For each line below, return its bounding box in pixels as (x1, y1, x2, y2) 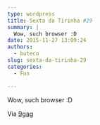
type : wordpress (7, 10, 55, 18)
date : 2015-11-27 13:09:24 (7, 37, 87, 44)
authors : (7, 43, 33, 50)
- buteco (13, 50, 39, 58)
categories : (7, 63, 42, 70)
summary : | (7, 23, 39, 31)
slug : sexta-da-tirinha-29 (7, 57, 87, 64)
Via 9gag (7, 109, 34, 118)
